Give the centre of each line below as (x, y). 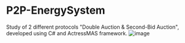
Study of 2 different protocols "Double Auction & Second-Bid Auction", (93, 27)
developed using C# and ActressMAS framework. (67, 33)
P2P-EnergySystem (56, 10)
